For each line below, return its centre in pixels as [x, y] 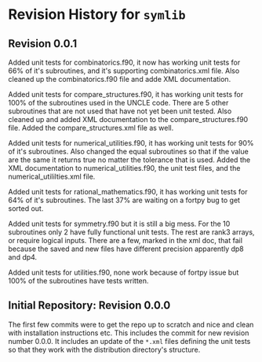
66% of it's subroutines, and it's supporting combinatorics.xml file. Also [124, 71]
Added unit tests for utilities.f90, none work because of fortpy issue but [124, 272]
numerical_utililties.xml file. [52, 176]
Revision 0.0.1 [42, 44]
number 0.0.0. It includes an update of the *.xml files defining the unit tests [129, 341]
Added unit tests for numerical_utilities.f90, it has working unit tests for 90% [131, 143]
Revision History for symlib [97, 15]
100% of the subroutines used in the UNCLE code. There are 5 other [118, 103]
